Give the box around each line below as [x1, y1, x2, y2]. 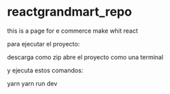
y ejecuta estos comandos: [7, 66, 84, 74]
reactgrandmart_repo [7, 4, 132, 20]
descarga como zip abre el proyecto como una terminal [7, 52, 164, 61]
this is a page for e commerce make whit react [7, 27, 138, 35]
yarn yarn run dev [7, 79, 58, 87]
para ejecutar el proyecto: [7, 40, 80, 48]
